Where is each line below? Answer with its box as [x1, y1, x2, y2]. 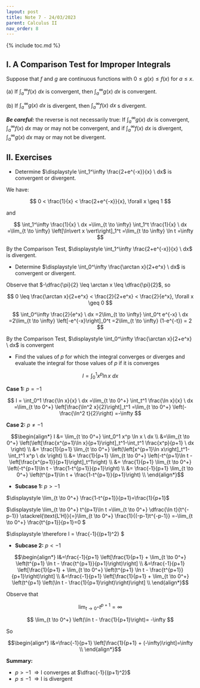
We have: [6, 186, 29, 194]
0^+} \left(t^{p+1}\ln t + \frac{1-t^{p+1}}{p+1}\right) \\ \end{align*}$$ [16, 471, 184, 478]
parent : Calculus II [6, 20, 58, 26]
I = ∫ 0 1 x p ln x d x [82, 371, 119, 381]
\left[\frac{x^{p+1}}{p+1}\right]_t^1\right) [8, 458, 108, 465]
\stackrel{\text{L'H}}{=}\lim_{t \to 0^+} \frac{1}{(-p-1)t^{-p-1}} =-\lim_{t [20, 512, 193, 519]
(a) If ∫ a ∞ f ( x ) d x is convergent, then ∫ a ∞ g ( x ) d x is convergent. [6, 87, 157, 96]
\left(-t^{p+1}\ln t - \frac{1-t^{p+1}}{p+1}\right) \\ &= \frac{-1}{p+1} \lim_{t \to [7, 464, 194, 472]
